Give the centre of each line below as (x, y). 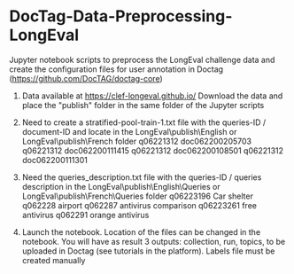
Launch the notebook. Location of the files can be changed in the (141, 231)
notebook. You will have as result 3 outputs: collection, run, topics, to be (154, 241)
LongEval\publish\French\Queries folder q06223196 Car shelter (138, 196)
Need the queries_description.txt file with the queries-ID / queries (142, 177)
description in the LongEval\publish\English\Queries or (121, 186)
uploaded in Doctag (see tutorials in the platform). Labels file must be (148, 251)
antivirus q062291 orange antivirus (85, 215)
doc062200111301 (55, 160)
